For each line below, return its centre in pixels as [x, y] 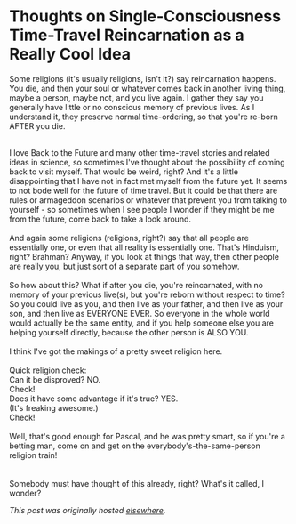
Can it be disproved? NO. [55, 379]
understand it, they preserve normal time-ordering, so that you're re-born [144, 117]
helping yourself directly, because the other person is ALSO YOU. [129, 332]
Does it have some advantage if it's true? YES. [94, 399]
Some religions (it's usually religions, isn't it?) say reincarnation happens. [143, 78]
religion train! [33, 455]
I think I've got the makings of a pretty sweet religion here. [116, 351]
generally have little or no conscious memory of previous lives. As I [132, 107]
